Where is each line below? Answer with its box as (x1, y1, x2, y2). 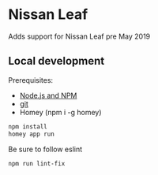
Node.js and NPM (19, 91, 77, 100)
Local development (8, 54, 105, 68)
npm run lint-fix (8, 159, 66, 167)
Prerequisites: (8, 75, 54, 84)
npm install (8, 122, 47, 131)
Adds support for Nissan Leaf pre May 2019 (8, 32, 151, 41)
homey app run (8, 130, 55, 138)
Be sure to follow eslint (8, 144, 83, 154)
